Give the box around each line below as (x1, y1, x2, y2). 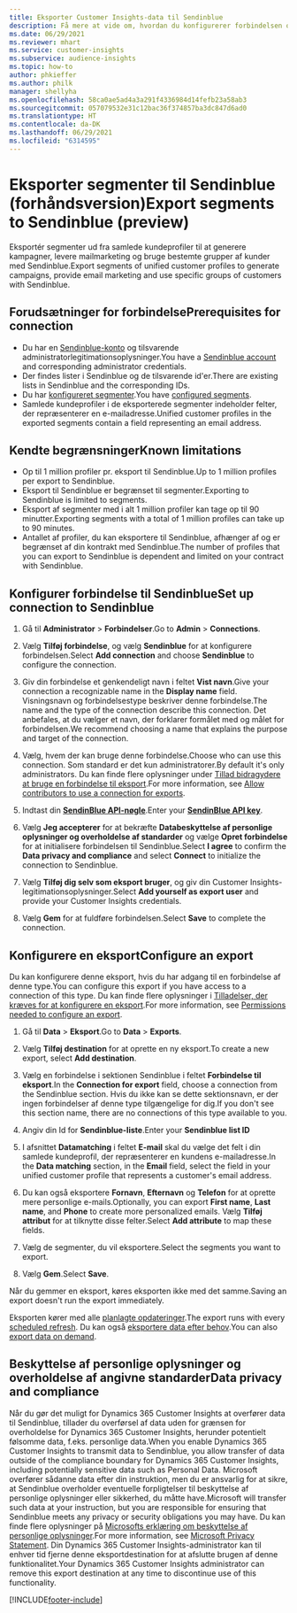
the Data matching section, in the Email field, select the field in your (21, 1161, 271, 1171)
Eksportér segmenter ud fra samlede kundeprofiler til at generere (9, 241, 247, 252)
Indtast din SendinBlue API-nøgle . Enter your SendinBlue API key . (21, 805, 263, 815)
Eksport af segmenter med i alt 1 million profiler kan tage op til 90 (21, 504, 260, 514)
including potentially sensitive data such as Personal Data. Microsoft (9, 1464, 258, 1475)
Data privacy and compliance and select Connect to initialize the (21, 851, 261, 861)
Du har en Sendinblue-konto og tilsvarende (21, 342, 179, 352)
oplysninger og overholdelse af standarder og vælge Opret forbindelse (21, 831, 288, 842)
